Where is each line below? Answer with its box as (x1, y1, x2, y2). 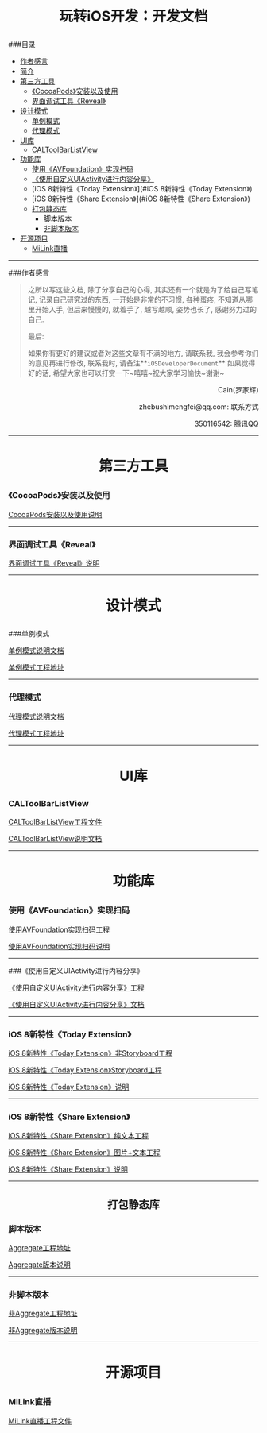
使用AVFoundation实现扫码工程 (8, 925, 110, 934)
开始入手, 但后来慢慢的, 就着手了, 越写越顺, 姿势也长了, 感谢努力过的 (34, 305, 257, 315)
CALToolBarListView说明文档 (8, 834, 103, 844)
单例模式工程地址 (8, 662, 64, 672)
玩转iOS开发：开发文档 (59, 7, 208, 25)
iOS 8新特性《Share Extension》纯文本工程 (8, 1131, 149, 1141)
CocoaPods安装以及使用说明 (8, 509, 103, 519)
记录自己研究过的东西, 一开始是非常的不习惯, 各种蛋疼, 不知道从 (38, 295, 246, 304)
